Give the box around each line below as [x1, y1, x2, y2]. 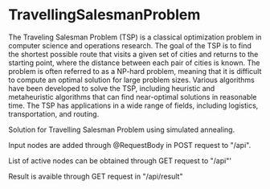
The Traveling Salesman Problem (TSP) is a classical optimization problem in [8, 32, 262, 42]
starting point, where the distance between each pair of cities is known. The [8, 58, 260, 68]
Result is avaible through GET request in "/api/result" [8, 171, 183, 181]
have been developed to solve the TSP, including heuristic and [8, 83, 215, 93]
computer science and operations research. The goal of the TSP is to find [8, 40, 252, 50]
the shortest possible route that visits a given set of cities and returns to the [8, 49, 259, 59]
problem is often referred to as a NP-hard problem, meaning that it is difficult [8, 66, 262, 76]
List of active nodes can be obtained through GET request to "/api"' [8, 155, 231, 166]
